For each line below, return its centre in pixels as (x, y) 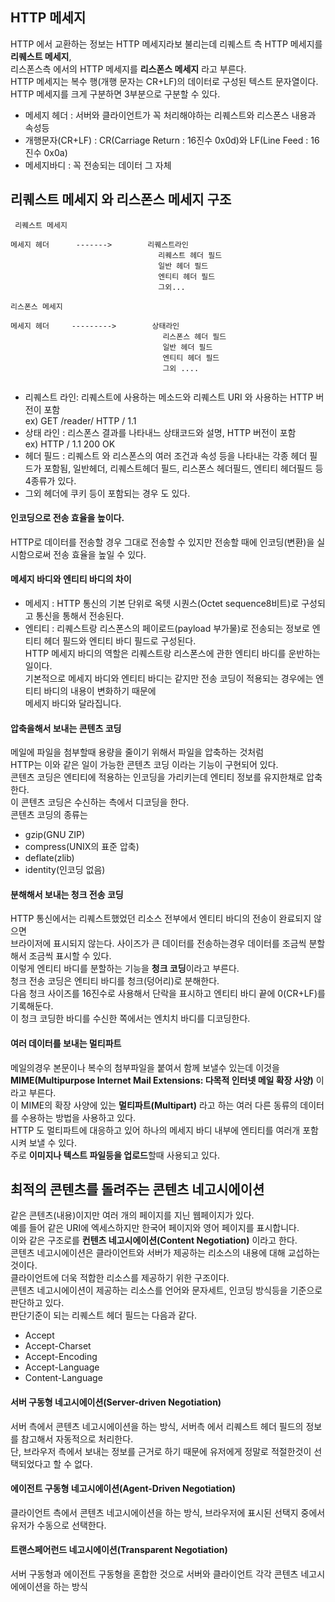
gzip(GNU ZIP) (55, 835)
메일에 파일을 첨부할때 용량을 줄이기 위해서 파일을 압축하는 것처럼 (137, 752)
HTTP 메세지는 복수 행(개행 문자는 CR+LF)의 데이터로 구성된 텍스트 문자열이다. (164, 81)
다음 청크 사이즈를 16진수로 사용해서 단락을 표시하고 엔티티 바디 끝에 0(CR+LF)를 (168, 994)
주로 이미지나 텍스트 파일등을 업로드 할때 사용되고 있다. (115, 1155)
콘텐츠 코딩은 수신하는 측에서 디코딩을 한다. (105, 802)
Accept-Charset (58, 1346)
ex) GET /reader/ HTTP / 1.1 (80, 420)
